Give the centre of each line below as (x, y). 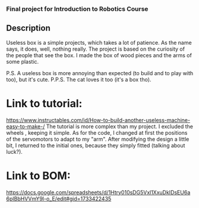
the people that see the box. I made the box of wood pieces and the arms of (99, 55)
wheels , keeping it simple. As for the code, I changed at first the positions (97, 132)
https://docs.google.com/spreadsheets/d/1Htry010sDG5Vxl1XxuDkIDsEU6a (98, 192)
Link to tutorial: (44, 103)
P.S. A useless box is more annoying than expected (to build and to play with (100, 73)
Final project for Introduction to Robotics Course (77, 9)
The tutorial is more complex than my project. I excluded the (120, 126)
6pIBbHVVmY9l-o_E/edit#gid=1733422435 (59, 198)
